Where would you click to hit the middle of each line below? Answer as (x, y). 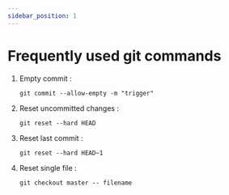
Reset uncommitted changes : (69, 108)
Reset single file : (48, 167)
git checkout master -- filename (76, 183)
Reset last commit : (51, 138)
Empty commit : (45, 78)
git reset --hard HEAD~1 (61, 153)
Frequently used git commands (114, 55)
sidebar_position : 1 (42, 16)
